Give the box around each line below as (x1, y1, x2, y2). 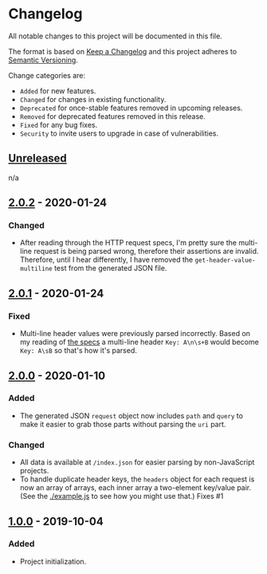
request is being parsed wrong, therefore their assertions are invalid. (33, 247, 259, 256)
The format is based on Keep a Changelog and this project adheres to (8, 46, 238, 56)
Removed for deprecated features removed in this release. (19, 111, 206, 121)
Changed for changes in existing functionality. (19, 94, 167, 104)
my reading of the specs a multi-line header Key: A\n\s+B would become (19, 337, 259, 347)
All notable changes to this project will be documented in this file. (8, 31, 223, 41)
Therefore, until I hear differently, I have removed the (19, 255, 194, 264)
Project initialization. (19, 556, 87, 566)
